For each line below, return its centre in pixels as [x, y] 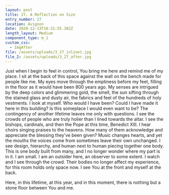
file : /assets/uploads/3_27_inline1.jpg [48, 52]
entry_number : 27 [23, 19]
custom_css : [18, 43]
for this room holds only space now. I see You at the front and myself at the [83, 167]
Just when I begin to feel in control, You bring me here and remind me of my [84, 71]
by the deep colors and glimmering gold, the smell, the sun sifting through [82, 92]
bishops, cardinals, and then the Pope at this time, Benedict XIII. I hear [78, 124]
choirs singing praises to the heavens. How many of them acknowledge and [84, 130]
